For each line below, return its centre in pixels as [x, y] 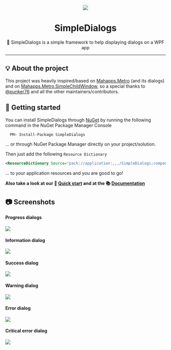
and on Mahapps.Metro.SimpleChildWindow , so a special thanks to [75, 86]
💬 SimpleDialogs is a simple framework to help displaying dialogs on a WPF [85, 42]
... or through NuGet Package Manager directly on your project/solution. [81, 144]
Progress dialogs [24, 218]
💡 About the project [37, 69]
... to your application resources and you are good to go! [64, 173]
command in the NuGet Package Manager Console [59, 125]
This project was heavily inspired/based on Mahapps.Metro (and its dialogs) [85, 80]
